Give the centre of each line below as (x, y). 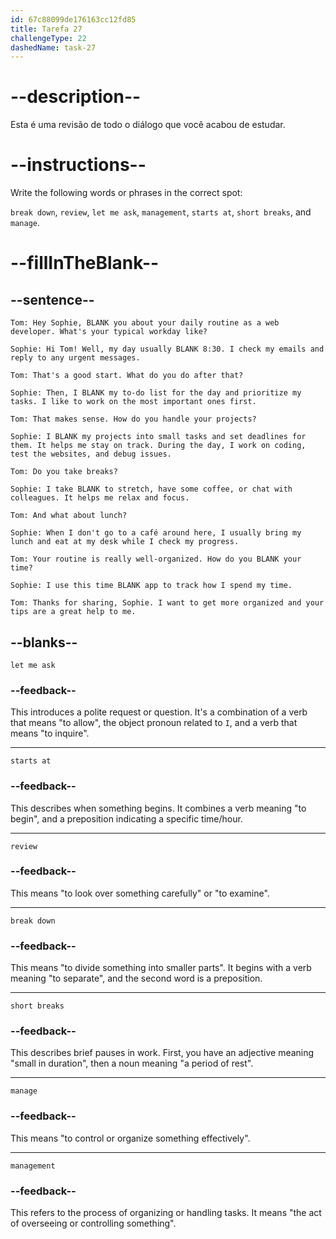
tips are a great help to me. (73, 612)
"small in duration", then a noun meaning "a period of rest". (132, 1063)
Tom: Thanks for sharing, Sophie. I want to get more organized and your (167, 603)
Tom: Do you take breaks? (64, 472)
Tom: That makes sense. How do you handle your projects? (133, 419)
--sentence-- (52, 299)
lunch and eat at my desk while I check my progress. (125, 542)
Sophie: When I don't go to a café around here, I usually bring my (156, 533)
